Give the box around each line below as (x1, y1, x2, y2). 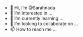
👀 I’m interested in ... (10, 10, 53, 16)
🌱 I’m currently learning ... (10, 15, 64, 21)
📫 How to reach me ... (10, 26, 57, 32)
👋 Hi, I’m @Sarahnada (10, 5, 55, 10)
